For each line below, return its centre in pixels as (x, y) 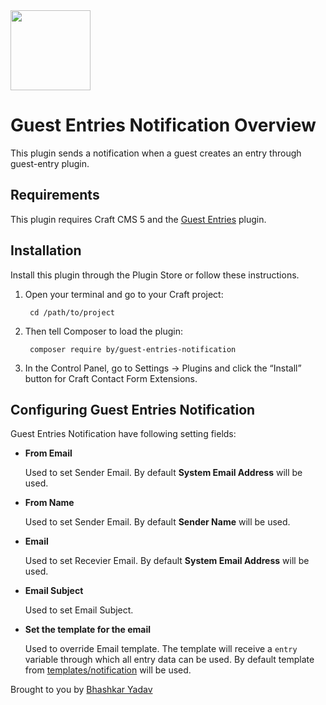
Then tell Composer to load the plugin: (103, 331)
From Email (48, 453)
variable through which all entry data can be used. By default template (169, 660)
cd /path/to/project (72, 312)
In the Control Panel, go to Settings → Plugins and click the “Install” (163, 368)
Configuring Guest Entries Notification (133, 409)
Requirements (55, 195)
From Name (49, 503)
